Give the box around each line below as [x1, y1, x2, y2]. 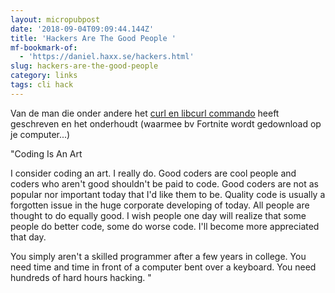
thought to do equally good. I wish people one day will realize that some [10, 209, 307, 221]
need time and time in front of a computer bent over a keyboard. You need [10, 261, 317, 273]
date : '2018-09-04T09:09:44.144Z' [10, 24, 155, 34]
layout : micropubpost [10, 14, 101, 25]
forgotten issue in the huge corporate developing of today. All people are [10, 199, 310, 211]
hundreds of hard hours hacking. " [10, 271, 152, 283]
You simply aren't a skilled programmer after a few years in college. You [10, 250, 307, 262]
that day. [10, 231, 47, 243]
